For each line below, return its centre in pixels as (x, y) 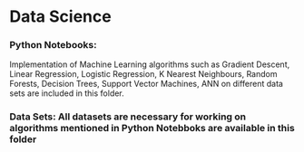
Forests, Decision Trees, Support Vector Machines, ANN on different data (147, 84)
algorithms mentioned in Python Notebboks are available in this (152, 128)
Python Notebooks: (53, 45)
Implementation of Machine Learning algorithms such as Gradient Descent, (150, 64)
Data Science (60, 17)
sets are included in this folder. (67, 93)
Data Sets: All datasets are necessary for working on (128, 117)
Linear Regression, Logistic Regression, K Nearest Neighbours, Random (143, 74)
